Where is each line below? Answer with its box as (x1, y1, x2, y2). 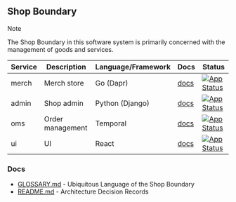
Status (202, 62, 225, 72)
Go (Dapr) (95, 78, 129, 88)
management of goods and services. (7, 45, 114, 53)
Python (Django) (95, 98, 150, 108)
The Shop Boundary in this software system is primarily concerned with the (7, 38, 225, 46)
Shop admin (44, 98, 84, 108)
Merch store (44, 78, 84, 88)
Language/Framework (95, 62, 171, 72)
